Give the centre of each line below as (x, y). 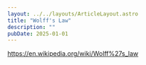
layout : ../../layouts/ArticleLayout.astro (73, 14)
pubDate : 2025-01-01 (38, 34)
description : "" (31, 27)
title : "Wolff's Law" (40, 20)
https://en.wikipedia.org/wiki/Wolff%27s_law (73, 54)
